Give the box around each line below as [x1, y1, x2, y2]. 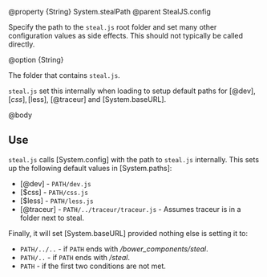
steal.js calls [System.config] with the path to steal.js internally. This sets [8, 154, 259, 164]
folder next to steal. [19, 213, 85, 222]
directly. [8, 39, 35, 49]
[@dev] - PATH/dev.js [19, 178, 91, 188]
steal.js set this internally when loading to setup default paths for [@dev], [8, 86, 256, 96]
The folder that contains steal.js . [8, 71, 120, 79]
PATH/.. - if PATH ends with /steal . [19, 252, 131, 262]
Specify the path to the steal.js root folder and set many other [8, 22, 217, 31]
